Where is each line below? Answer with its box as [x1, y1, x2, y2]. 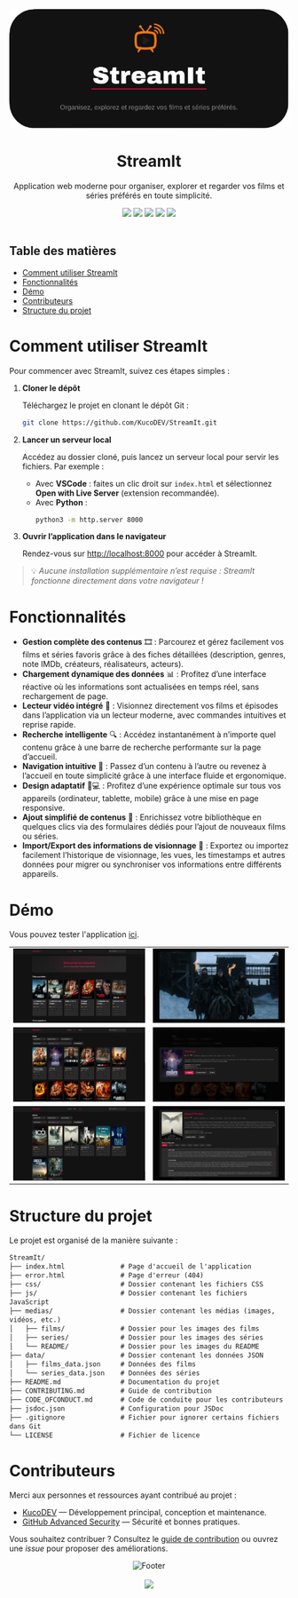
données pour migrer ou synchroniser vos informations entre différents [21, 859, 282, 870]
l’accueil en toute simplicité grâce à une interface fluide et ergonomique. [21, 770, 286, 781]
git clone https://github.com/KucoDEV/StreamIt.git [21, 417, 217, 427]
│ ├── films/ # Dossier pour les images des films [9, 1324, 260, 1333]
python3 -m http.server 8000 [35, 515, 144, 524]
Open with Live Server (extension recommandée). [35, 488, 220, 498]
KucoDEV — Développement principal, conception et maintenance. [21, 1507, 268, 1518]
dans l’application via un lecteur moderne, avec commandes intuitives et [21, 710, 286, 720]
